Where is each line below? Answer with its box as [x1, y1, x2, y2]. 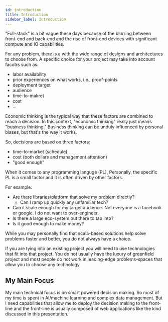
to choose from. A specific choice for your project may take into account [5, 56, 155, 62]
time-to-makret [12, 93, 44, 99]
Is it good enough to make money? [12, 221, 84, 227]
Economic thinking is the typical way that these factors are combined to [5, 113, 153, 119]
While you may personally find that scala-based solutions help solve [5, 230, 146, 236]
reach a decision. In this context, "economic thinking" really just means [5, 119, 152, 125]
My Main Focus [5, 276, 54, 285]
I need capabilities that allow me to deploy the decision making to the [5, 300, 148, 306]
